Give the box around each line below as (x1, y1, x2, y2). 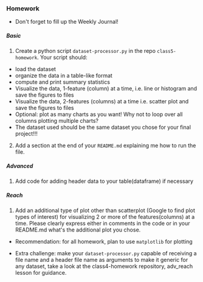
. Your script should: (37, 53, 88, 61)
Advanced (6, 162, 33, 170)
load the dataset (15, 66, 57, 73)
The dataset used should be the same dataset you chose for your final (15, 123, 191, 131)
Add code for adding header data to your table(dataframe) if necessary (15, 177, 193, 185)
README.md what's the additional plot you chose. (15, 226, 141, 233)
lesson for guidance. (15, 269, 67, 277)
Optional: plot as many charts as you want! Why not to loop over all (15, 111, 183, 118)
